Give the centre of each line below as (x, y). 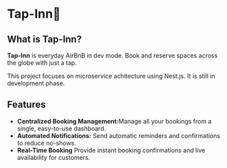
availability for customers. (53, 157)
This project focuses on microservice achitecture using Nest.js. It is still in (111, 76)
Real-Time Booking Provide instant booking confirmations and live (111, 150)
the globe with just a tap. (42, 63)
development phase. (36, 83)
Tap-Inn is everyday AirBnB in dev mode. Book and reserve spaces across (112, 55)
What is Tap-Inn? (45, 39)
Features (26, 105)
